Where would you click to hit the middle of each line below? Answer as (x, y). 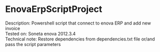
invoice (13, 28)
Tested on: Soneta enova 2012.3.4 (41, 33)
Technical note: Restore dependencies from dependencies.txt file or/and (80, 39)
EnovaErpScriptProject (54, 9)
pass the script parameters (33, 44)
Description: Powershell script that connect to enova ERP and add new (78, 23)
